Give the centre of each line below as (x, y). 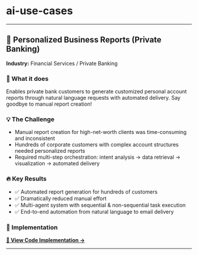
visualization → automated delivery (57, 164)
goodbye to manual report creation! (49, 104)
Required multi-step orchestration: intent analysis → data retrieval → (98, 157)
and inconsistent (35, 138)
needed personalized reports (50, 151)
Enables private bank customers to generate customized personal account (97, 91)
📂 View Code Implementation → (46, 240)
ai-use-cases (39, 11)
